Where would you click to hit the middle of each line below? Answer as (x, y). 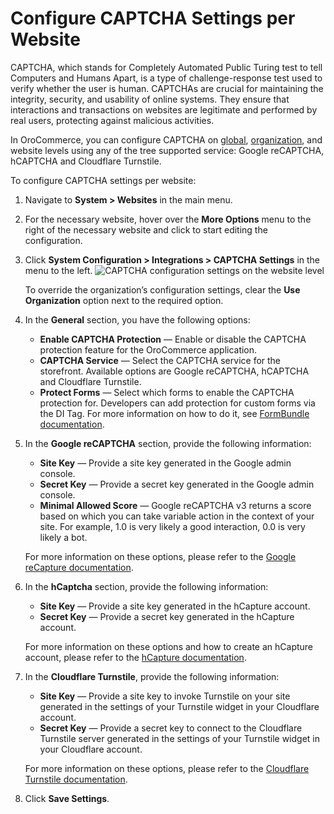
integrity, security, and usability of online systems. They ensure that (150, 99)
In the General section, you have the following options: (137, 319)
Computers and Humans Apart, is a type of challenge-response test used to (166, 78)
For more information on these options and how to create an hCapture (169, 646)
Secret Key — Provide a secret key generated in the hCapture (167, 616)
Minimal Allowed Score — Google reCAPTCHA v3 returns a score (175, 505)
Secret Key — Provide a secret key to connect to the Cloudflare (171, 728)
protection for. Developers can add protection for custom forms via (177, 403)
